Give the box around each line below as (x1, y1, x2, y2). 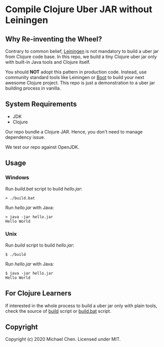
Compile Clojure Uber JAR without (5, 4, 152, 15)
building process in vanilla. (5, 85, 61, 91)
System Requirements (5, 100, 77, 109)
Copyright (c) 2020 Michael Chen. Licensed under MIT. (5, 336, 121, 342)
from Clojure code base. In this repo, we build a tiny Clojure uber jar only (5, 54, 157, 60)
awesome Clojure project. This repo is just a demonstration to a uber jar (5, 80, 155, 86)
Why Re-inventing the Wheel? (5, 35, 103, 43)
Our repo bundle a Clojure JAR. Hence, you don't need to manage (5, 128, 143, 135)
